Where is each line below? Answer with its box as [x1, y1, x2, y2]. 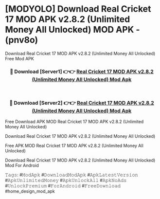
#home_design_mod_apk [5, 188, 55, 194]
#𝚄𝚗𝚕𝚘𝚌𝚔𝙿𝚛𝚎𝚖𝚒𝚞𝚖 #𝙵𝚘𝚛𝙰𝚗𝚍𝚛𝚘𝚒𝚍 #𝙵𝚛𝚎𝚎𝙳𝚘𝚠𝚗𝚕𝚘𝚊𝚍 [5, 182, 121, 188]
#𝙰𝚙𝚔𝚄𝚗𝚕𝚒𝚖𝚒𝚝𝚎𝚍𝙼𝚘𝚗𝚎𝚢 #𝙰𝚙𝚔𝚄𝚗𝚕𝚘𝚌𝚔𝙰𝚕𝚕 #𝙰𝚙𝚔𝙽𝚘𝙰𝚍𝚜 [5, 177, 127, 183]
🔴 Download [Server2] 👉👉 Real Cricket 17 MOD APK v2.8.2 [9, 100, 154, 107]
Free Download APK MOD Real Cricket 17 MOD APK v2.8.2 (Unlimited [5, 118, 144, 125]
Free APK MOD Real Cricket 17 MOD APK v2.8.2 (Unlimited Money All [5, 143, 143, 148]
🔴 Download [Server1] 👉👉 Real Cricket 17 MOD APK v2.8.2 [9, 68, 154, 75]
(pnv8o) [5, 35, 38, 46]
